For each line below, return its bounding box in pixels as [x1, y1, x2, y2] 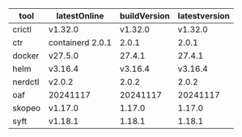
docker [12, 50, 40, 61]
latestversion [177, 10, 231, 21]
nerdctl [12, 77, 40, 87]
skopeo [12, 102, 41, 114]
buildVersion [119, 10, 170, 21]
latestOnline [56, 10, 104, 21]
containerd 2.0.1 [48, 37, 112, 48]
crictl [12, 24, 32, 35]
